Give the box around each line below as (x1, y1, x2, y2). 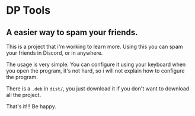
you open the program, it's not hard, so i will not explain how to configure (6, 67, 185, 74)
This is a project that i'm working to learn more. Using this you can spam (6, 43, 183, 50)
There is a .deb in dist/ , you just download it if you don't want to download (6, 85, 190, 92)
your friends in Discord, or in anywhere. (6, 49, 103, 57)
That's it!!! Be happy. (6, 103, 56, 110)
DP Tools (6, 4, 51, 17)
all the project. (6, 92, 41, 98)
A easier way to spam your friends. (6, 27, 138, 37)
